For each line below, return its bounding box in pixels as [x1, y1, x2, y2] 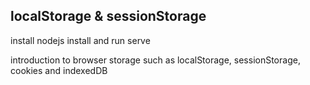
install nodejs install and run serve [10, 34, 151, 46]
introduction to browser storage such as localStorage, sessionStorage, [10, 54, 301, 66]
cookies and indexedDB [10, 64, 108, 76]
